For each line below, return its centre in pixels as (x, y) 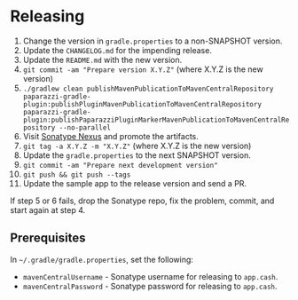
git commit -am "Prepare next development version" (120, 165)
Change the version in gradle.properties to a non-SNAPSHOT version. (153, 41)
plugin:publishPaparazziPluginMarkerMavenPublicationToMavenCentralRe (156, 120)
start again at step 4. (48, 209)
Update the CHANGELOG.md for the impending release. (117, 50)
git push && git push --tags (77, 175)
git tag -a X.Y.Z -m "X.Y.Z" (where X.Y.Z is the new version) (137, 146)
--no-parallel (85, 127)
